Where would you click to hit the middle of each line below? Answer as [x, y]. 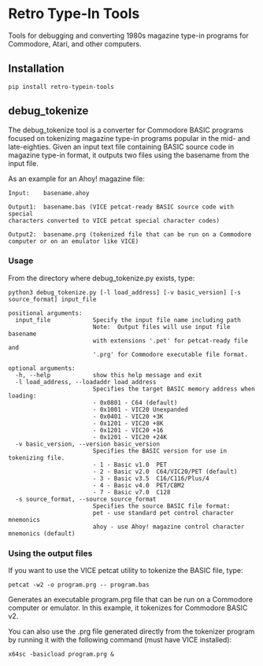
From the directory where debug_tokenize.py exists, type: [102, 278]
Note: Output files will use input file [161, 327]
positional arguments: [45, 313]
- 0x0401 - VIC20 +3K [128, 416]
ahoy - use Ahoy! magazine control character [169, 527]
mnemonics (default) [42, 533]
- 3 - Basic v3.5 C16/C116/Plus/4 [151, 478]
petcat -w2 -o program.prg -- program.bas [79, 585]
